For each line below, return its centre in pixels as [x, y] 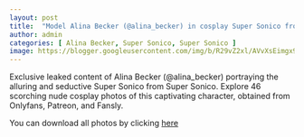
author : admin [36, 34]
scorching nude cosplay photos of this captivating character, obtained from [150, 96]
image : [22, 51]
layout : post [34, 18]
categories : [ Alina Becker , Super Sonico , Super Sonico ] [123, 43]
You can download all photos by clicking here [94, 123]
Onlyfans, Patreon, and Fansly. [66, 105]
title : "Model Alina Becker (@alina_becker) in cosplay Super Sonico [145, 26]
